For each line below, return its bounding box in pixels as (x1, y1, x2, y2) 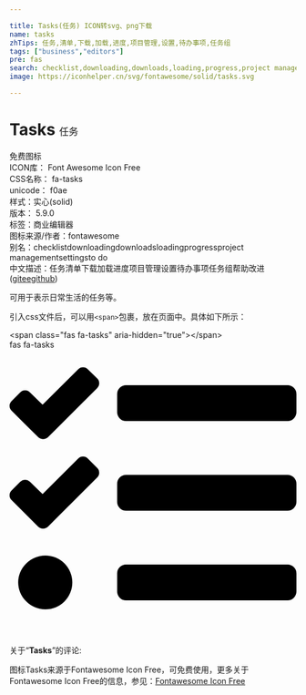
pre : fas (9, 56, 43, 65)
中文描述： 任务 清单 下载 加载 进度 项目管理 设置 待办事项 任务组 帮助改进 (9, 262, 265, 273)
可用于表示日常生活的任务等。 (9, 291, 121, 302)
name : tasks (9, 29, 55, 39)
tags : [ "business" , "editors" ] (9, 46, 125, 56)
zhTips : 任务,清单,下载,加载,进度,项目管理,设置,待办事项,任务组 (9, 38, 231, 47)
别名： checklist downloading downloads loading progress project (9, 241, 244, 252)
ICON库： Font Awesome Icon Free (9, 161, 141, 173)
